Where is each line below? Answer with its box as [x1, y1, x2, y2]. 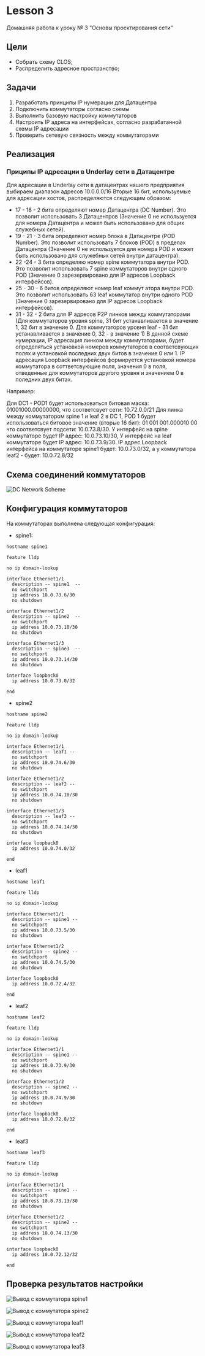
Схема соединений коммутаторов [6, 469, 146, 480]
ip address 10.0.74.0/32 [12, 845, 75, 852]
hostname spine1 [6, 544, 48, 550]
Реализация [6, 148, 55, 160]
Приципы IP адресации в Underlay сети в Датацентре [6, 167, 175, 175]
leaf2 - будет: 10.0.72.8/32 [6, 452, 74, 459]
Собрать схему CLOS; [15, 58, 73, 65]
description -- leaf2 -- [12, 780, 75, 787]
